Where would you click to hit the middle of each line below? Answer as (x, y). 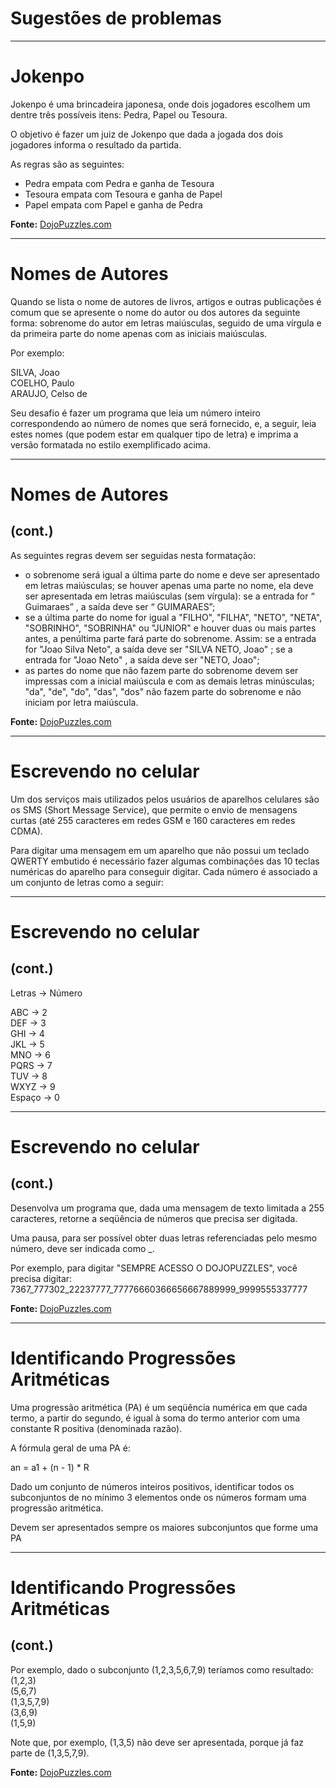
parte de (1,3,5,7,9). (50, 1753)
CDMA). (26, 831)
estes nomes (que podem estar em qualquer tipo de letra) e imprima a (154, 434)
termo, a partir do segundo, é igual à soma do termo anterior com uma (155, 1418)
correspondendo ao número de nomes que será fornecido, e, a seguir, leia (163, 423)
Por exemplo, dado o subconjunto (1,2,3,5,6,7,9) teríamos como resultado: (162, 1669)
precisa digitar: (41, 1278)
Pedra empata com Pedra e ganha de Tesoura (119, 183)
